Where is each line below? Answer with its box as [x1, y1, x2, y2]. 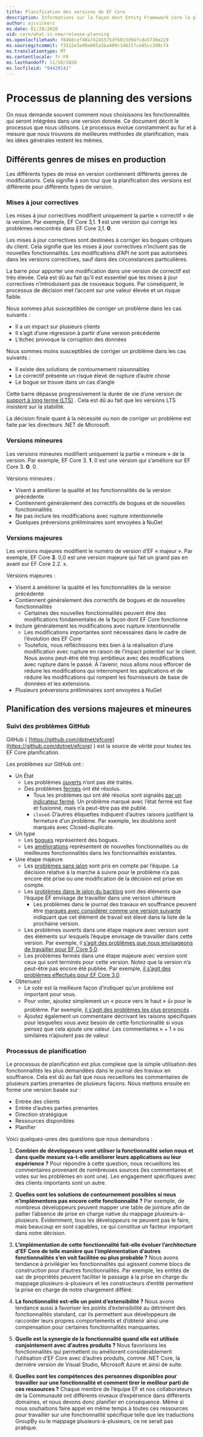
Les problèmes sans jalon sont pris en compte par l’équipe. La [24, 862, 179, 869]
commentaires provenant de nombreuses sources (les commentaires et [14, 1166, 193, 1173]
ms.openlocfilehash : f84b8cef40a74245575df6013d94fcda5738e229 [6, 37, 169, 43]
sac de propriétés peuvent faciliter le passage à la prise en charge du [14, 1273, 188, 1280]
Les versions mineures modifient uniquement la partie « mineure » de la [6, 450, 185, 457]
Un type [14, 829, 35, 837]
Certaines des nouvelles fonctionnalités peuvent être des [24, 609, 166, 617]
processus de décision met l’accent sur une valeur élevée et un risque [6, 287, 181, 294]
